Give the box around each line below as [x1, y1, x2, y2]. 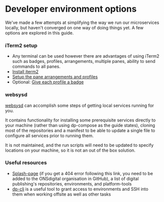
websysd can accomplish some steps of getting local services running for [5, 102, 154, 108]
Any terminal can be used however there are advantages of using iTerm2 [12, 53, 160, 59]
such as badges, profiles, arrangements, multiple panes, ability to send [12, 59, 156, 64]
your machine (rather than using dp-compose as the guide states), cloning [5, 122, 155, 128]
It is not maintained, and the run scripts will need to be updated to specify [5, 142, 154, 148]
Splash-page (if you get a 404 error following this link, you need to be [12, 170, 153, 176]
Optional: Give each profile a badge [12, 79, 84, 85]
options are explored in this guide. [5, 30, 74, 36]
